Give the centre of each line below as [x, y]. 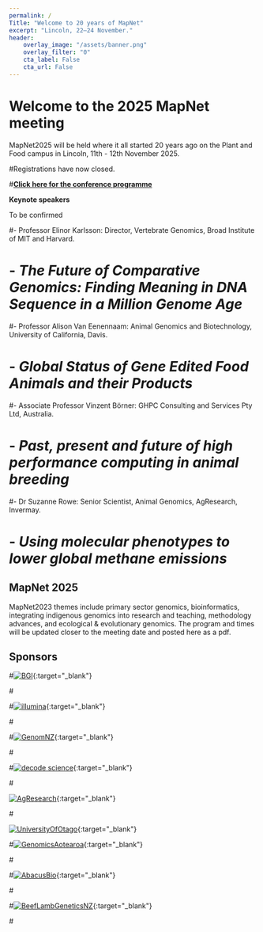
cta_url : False [48, 67]
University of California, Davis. [58, 334]
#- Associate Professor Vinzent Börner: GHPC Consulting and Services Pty [131, 405]
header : [22, 38]
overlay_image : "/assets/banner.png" [85, 45]
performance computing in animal [124, 462]
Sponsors [33, 657]
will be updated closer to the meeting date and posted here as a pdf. [120, 632]
